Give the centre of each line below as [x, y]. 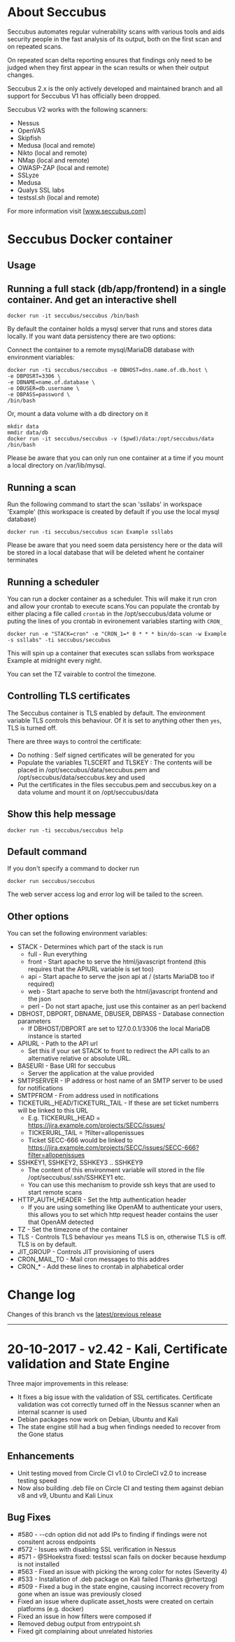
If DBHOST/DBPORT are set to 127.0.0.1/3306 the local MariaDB [119, 1029]
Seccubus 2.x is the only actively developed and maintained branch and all [115, 88]
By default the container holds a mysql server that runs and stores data [109, 329]
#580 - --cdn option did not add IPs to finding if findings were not [112, 1534]
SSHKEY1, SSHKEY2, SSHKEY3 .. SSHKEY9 [80, 1162]
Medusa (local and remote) [56, 145]
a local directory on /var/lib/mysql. [57, 466]
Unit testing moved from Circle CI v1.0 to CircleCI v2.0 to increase [112, 1473]
